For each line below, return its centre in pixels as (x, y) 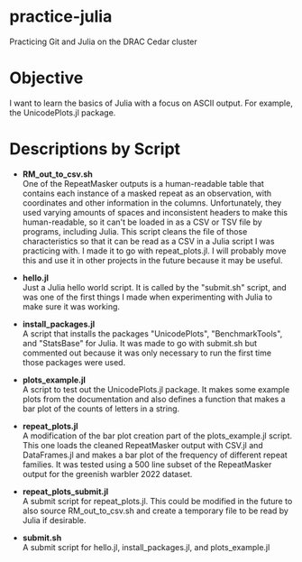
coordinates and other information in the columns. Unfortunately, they (152, 203)
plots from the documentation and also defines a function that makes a (154, 399)
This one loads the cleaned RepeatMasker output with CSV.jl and (142, 445)
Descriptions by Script (95, 149)
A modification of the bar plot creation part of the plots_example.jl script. (157, 436)
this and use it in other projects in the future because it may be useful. (152, 260)
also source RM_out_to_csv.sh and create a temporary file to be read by (155, 511)
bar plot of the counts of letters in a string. (101, 409)
